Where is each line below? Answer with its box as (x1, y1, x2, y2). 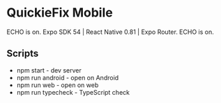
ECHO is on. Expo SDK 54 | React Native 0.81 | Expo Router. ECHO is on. (6, 28, 214, 36)
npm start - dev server (16, 66, 82, 74)
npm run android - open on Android (16, 73, 119, 82)
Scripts (6, 48, 39, 59)
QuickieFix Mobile (6, 5, 113, 21)
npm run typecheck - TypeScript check (16, 88, 130, 96)
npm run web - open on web (16, 81, 99, 89)
